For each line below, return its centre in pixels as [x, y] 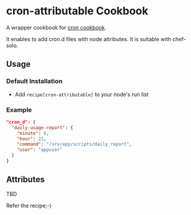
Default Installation [34, 81]
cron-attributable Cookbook [77, 11]
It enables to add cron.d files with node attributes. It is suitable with [89, 39]
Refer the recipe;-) [29, 205]
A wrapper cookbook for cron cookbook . [56, 27]
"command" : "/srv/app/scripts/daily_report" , [75, 145]
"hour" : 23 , [32, 139]
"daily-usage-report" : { [42, 128]
